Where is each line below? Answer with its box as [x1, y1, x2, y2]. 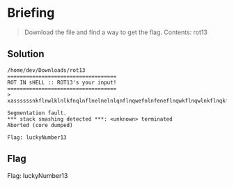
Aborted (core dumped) [7, 121, 73, 128]
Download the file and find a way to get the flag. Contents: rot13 [24, 28, 208, 36]
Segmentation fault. [7, 110, 68, 117]
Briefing [7, 5, 55, 21]
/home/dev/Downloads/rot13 [7, 66, 86, 74]
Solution [7, 48, 45, 60]
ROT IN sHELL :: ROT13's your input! [7, 79, 117, 86]
